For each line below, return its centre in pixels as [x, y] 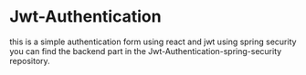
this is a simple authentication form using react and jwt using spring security [153, 42]
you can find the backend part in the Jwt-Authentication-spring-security [146, 51]
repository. [30, 61]
